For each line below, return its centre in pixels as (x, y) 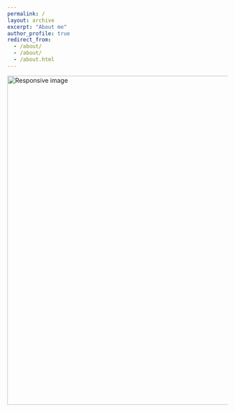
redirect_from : (29, 40)
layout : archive (31, 20)
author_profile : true (39, 33)
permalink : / (26, 14)
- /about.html (34, 60)
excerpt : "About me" (37, 27)
